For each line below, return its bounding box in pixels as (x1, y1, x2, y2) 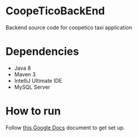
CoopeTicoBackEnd (5, 4, 105, 18)
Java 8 (14, 64, 31, 71)
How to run (5, 104, 61, 118)
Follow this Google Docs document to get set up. (5, 124, 126, 131)
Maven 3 (14, 70, 36, 78)
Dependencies (5, 45, 79, 58)
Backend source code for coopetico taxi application (5, 24, 132, 31)
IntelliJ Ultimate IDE (14, 77, 62, 84)
